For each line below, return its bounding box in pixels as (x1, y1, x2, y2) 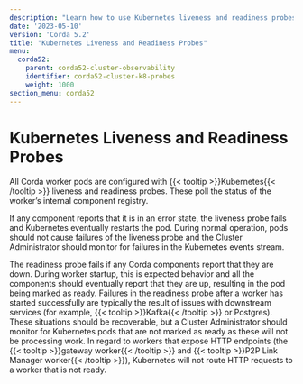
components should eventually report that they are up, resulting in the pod (9, 279, 286, 289)
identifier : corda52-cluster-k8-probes (25, 72, 176, 81)
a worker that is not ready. (9, 364, 106, 375)
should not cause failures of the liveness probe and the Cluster (9, 232, 243, 243)
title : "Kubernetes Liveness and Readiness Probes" (9, 38, 207, 48)
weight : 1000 (25, 80, 75, 89)
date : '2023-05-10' (9, 22, 83, 31)
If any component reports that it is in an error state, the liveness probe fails (9, 213, 287, 224)
